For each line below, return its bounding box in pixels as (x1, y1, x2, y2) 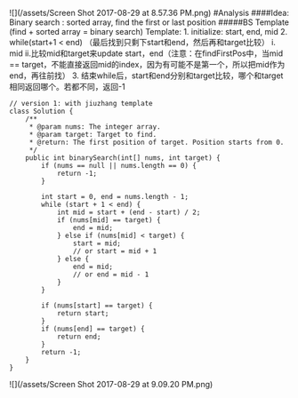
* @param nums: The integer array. (28, 123, 162, 131)
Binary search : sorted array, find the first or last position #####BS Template (9, 17, 289, 28)
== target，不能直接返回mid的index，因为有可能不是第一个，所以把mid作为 (9, 60, 286, 69)
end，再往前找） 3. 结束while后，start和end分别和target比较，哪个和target (9, 70, 284, 81)
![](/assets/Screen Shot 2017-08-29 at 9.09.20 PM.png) (9, 379, 213, 389)
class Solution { (9, 107, 74, 115)
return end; (56, 332, 101, 341)
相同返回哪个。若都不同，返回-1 (9, 82, 126, 92)
